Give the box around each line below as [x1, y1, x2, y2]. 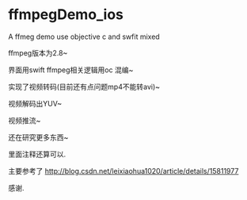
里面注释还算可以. [8, 149, 66, 159]
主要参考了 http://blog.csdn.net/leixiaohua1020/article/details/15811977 [8, 166, 239, 175]
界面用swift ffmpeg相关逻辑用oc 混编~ [8, 65, 134, 75]
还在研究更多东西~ [8, 133, 69, 142]
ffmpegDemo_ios [8, 6, 124, 24]
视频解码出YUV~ [8, 98, 63, 108]
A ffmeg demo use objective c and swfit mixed [8, 32, 160, 41]
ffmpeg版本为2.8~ [8, 48, 68, 57]
